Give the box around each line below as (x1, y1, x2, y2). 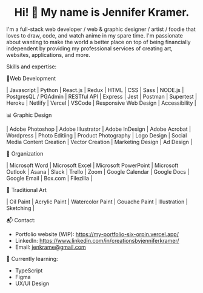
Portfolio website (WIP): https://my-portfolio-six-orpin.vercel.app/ (15, 230, 179, 238)
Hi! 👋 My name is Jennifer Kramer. (14, 5, 190, 19)
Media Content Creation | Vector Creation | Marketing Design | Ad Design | (6, 138, 193, 145)
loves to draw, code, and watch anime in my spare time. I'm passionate (6, 31, 184, 39)
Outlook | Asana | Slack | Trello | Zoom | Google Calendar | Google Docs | (6, 168, 190, 175)
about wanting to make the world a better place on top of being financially (6, 38, 191, 45)
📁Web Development (6, 74, 56, 82)
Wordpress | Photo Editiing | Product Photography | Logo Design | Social (6, 131, 187, 139)
